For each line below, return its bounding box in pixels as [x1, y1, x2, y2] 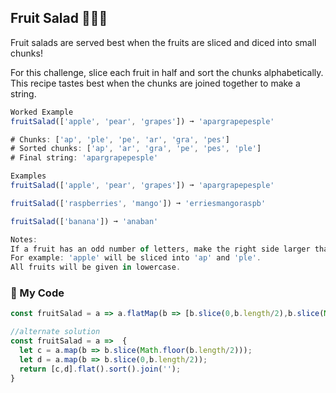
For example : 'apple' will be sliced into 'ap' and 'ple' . [10, 253, 262, 263]
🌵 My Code [10, 286, 65, 300]
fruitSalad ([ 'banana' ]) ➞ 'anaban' [10, 216, 159, 226]
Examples [10, 171, 47, 181]
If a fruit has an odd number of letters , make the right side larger [10, 244, 311, 254]
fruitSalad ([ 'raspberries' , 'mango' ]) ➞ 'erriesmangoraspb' [10, 198, 267, 208]
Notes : [10, 234, 38, 245]
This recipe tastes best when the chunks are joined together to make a [10, 77, 301, 89]
